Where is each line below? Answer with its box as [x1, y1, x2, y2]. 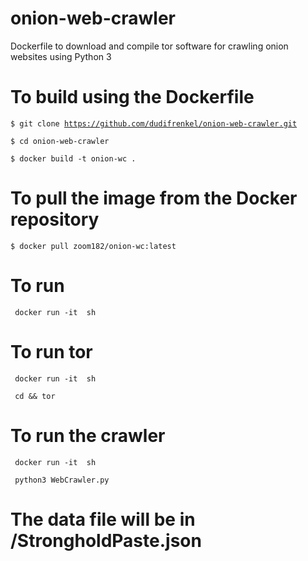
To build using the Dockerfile [10, 86, 255, 109]
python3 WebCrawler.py [14, 475, 110, 485]
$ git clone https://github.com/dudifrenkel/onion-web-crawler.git [10, 118, 298, 129]
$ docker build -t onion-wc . [10, 153, 137, 164]
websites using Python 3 [10, 50, 112, 62]
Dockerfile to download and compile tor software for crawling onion [10, 40, 289, 52]
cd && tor [14, 391, 56, 401]
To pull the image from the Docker [10, 187, 298, 210]
